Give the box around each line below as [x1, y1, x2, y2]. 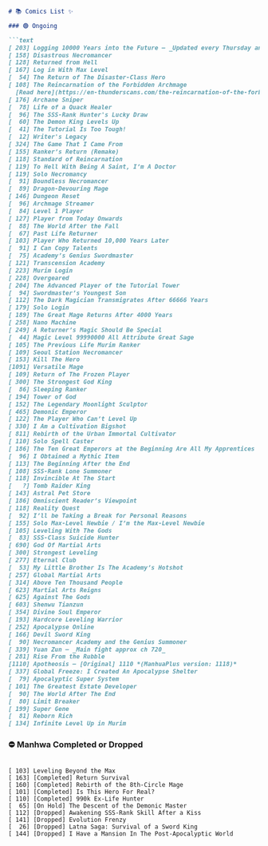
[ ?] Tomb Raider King [8, 482, 91, 491]
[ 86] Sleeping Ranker [8, 385, 88, 393]
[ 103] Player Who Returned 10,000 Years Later [8, 236, 170, 245]
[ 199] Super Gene [8, 705, 69, 713]
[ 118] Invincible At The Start [8, 475, 116, 483]
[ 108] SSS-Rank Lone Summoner [8, 467, 112, 475]
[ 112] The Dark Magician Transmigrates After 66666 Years [8, 296, 209, 304]
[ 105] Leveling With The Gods [8, 526, 112, 534]
